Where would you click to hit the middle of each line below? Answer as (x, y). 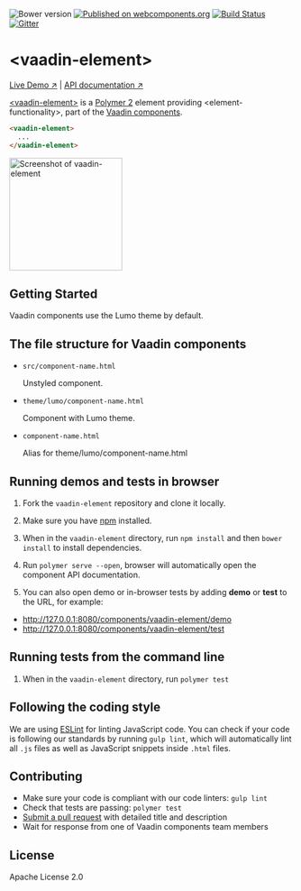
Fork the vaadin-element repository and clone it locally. (124, 503)
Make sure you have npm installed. (87, 520)
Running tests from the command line (117, 657)
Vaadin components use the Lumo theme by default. (106, 316)
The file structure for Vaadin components (128, 344)
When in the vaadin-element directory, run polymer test (126, 679)
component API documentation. (82, 574)
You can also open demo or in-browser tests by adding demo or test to (155, 592)
